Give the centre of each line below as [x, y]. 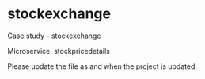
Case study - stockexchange [54, 36]
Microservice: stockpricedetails [59, 51]
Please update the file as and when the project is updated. [102, 66]
